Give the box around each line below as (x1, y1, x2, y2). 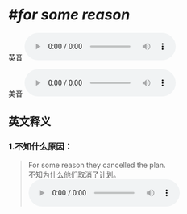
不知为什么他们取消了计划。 (27, 170, 121, 179)
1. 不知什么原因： (8, 141, 73, 153)
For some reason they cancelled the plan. (27, 160, 166, 170)
